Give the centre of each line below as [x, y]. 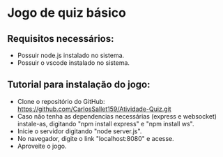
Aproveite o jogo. [42, 146]
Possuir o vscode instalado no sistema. [74, 63]
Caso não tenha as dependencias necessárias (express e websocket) [117, 116]
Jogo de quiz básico [67, 13]
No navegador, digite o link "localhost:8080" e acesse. [95, 138]
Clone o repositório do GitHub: [61, 101]
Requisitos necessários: [61, 39]
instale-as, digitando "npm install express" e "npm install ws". [106, 124]
